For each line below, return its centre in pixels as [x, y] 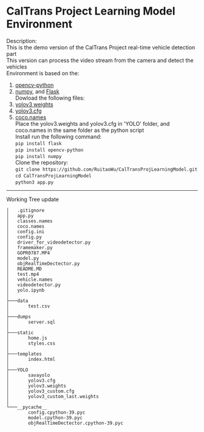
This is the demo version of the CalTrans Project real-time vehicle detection [101, 47]
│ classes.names [29, 221]
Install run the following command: [58, 136]
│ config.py [24, 237]
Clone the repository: [42, 162]
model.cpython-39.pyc [56, 417]
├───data [17, 301]
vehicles [17, 67]
